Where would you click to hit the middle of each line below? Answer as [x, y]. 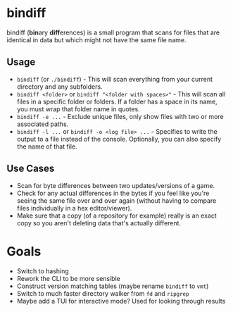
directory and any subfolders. [59, 87]
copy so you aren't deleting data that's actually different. [99, 223]
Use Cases [31, 169]
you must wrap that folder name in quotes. [78, 109]
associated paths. [43, 124]
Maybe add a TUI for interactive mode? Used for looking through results [121, 301]
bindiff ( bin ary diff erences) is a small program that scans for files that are [113, 32]
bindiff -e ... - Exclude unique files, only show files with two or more [120, 116]
